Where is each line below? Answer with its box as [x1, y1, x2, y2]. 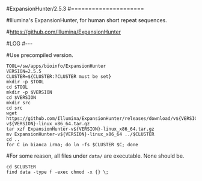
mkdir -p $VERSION [6, 89, 52, 95]
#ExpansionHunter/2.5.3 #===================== [6, 5, 144, 12]
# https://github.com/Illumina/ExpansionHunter [6, 28, 121, 35]
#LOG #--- [6, 40, 33, 47]
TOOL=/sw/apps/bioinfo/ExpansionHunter [6, 63, 106, 69]
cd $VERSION [6, 95, 36, 101]
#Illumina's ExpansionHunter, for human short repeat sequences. [6, 17, 167, 23]
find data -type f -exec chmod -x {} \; [6, 169, 109, 175]
